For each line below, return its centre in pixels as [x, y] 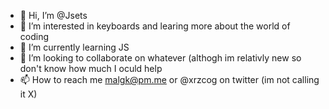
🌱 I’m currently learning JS [74, 47]
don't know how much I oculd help [91, 68]
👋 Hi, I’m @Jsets [53, 15]
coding [34, 36]
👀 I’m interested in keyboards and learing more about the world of [155, 26]
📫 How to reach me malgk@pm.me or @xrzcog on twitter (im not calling [169, 79]
